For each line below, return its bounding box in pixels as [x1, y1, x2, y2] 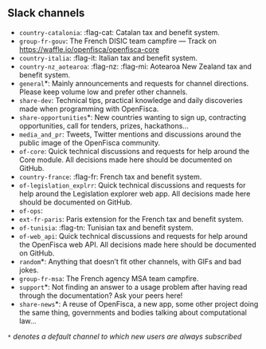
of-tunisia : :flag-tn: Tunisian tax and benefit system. [18, 223, 194, 232]
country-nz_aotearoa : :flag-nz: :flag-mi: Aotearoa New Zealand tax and [18, 61, 252, 71]
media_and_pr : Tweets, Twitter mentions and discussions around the [18, 129, 242, 139]
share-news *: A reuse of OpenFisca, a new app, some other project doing [18, 299, 259, 308]
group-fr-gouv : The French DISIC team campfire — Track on [18, 36, 217, 46]
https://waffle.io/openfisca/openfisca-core [18, 44, 160, 54]
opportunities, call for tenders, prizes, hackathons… [18, 121, 189, 130]
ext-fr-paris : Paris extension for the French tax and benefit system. [18, 214, 244, 224]
